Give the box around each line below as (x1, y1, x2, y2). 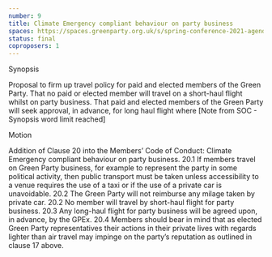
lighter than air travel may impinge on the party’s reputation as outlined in (8, 232, 253, 242)
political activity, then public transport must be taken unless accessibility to (8, 172, 259, 182)
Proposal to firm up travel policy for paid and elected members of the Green (8, 80, 261, 90)
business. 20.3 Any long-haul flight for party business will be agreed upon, (8, 206, 257, 216)
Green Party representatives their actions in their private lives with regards (8, 224, 257, 233)
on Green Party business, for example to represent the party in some (8, 163, 238, 173)
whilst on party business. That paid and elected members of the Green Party (8, 97, 264, 107)
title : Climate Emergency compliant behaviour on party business (8, 19, 233, 28)
